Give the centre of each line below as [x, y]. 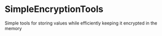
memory [13, 28]
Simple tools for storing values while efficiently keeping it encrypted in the [81, 23]
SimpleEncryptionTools [54, 9]
